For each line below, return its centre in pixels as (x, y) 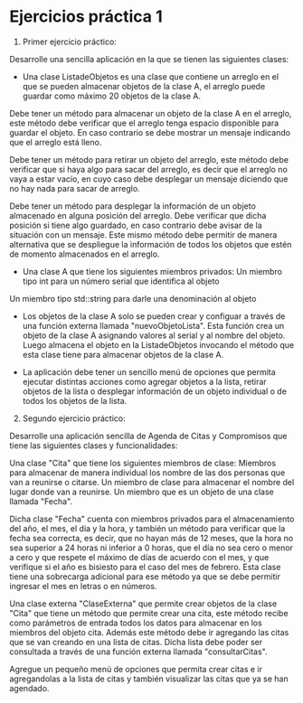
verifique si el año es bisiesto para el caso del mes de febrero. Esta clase (145, 567)
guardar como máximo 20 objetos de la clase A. (112, 96)
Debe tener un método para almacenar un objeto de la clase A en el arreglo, (151, 113)
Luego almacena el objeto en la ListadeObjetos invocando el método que (158, 344)
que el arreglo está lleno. (56, 142)
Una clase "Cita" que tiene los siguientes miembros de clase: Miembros (143, 463)
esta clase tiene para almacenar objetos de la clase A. (123, 354)
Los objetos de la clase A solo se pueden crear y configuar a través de (154, 316)
